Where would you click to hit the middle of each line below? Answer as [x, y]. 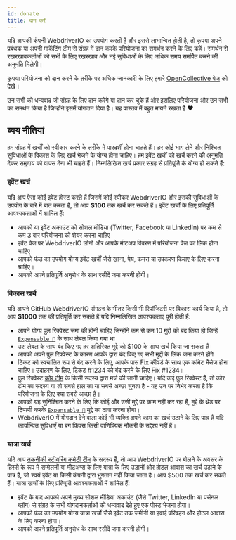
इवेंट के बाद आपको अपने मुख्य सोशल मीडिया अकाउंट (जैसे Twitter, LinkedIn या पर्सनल [118, 497]
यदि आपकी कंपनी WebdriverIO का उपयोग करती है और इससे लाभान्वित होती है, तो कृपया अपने [115, 40]
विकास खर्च [22, 293]
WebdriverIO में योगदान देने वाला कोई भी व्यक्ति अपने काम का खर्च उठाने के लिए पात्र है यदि [120, 417]
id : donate [23, 14]
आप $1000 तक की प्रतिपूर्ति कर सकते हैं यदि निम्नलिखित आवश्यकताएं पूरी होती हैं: [99, 316]
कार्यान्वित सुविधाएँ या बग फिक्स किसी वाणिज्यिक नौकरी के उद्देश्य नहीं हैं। [97, 425]
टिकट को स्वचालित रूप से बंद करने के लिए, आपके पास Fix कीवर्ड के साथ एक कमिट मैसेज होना [123, 362]
